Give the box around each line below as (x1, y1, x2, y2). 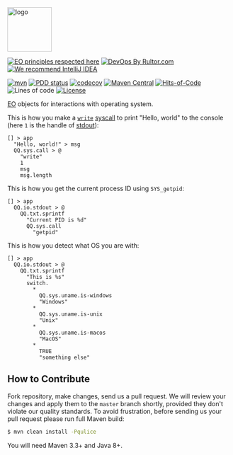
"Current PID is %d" (25, 217, 87, 224)
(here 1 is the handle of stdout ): (7, 121, 99, 129)
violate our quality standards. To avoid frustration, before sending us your (7, 407, 222, 415)
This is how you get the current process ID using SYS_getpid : (7, 184, 184, 192)
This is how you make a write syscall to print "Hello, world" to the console (7, 113, 224, 122)
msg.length (20, 172, 52, 179)
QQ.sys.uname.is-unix (38, 311, 103, 318)
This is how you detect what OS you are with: (7, 241, 140, 250)
